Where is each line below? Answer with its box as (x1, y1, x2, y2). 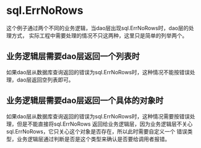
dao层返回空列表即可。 (16, 76, 74, 83)
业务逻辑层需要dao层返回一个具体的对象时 (6, 95, 164, 106)
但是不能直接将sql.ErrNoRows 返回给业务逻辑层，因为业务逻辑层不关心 (16, 120, 193, 127)
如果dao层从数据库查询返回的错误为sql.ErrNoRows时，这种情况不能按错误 (6, 68, 190, 76)
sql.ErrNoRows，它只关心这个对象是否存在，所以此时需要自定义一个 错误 (6, 127, 188, 135)
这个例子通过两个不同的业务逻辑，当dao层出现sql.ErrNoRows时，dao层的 (6, 24, 189, 31)
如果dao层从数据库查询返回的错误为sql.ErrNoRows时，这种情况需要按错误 (6, 112, 190, 120)
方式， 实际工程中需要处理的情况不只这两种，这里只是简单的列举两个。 (11, 31, 188, 39)
